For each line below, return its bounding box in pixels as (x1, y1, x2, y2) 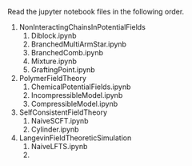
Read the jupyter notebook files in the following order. (7, 7, 185, 16)
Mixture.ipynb (30, 56, 78, 66)
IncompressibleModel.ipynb (30, 91, 123, 99)
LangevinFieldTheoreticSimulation (18, 133, 132, 143)
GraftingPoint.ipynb (30, 65, 95, 75)
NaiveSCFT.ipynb (30, 116, 89, 125)
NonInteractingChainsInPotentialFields (18, 22, 146, 31)
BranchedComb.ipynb (30, 48, 104, 57)
